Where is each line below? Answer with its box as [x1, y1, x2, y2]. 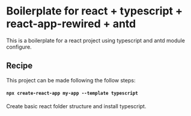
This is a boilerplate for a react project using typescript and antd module [6, 37, 185, 44]
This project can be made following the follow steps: [6, 76, 136, 84]
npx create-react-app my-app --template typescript [6, 90, 138, 97]
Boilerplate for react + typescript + [6, 4, 183, 18]
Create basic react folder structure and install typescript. [6, 102, 147, 109]
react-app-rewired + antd [6, 17, 136, 31]
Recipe [6, 61, 33, 71]
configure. [6, 43, 32, 50]
